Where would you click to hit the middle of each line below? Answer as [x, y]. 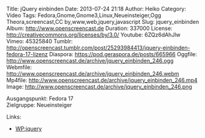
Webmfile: [19, 67]
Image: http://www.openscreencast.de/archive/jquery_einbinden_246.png [99, 87]
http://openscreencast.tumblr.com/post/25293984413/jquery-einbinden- [99, 48]
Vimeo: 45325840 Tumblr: [39, 41]
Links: [14, 117]
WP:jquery [28, 129]
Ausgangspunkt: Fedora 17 [40, 98]
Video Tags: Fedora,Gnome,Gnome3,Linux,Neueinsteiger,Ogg [84, 15]
